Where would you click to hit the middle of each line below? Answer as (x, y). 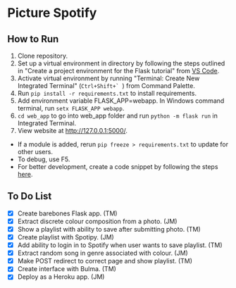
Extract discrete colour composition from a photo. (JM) (97, 221)
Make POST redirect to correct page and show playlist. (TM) (105, 261)
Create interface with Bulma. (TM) (67, 269)
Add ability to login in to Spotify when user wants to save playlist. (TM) (120, 245)
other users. (35, 152)
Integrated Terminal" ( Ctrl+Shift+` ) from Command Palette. (106, 86)
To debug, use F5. (44, 159)
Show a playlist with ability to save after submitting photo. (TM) (109, 229)
